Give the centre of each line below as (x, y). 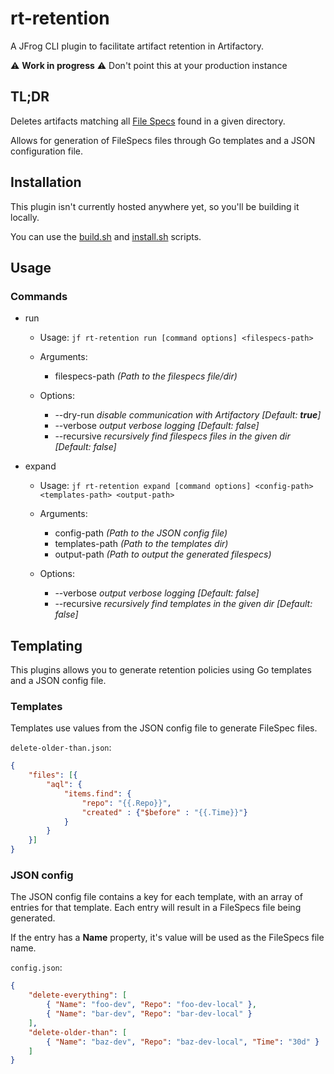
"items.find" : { (97, 793)
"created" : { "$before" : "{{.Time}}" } (164, 812)
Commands (39, 296)
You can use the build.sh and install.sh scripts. (106, 236)
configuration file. (46, 151)
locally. (25, 217)
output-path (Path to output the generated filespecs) (163, 554)
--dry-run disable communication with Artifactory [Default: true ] (188, 415)
